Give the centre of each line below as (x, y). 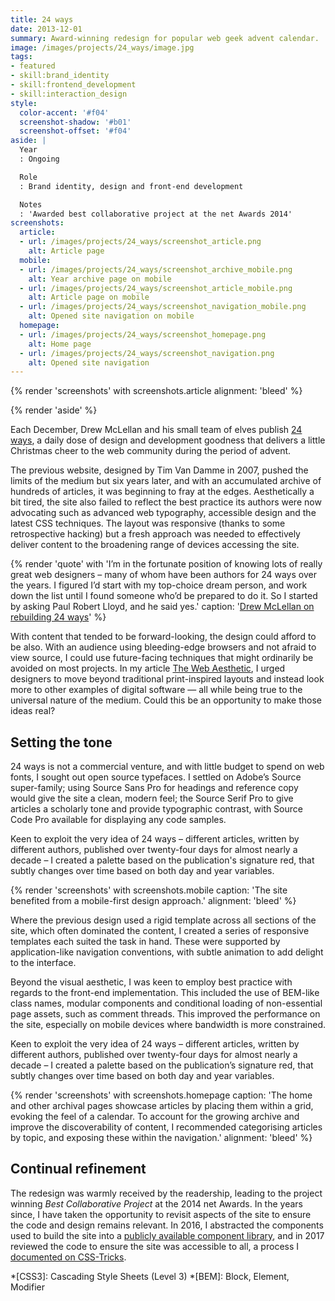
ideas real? (33, 711)
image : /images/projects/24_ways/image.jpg (102, 47)
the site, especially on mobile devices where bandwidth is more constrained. (168, 1025)
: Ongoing (39, 159)
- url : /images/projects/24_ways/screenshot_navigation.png (147, 353)
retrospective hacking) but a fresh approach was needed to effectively (155, 534)
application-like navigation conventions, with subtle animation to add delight (167, 952)
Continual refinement (78, 1169)
